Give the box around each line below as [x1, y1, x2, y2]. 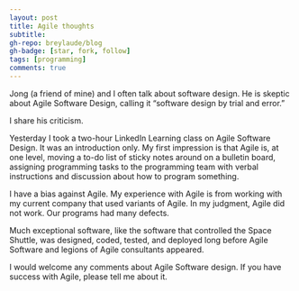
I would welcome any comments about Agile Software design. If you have [9, 261, 282, 272]
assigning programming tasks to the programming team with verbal [9, 161, 259, 172]
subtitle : [9, 30, 47, 39]
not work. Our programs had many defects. [9, 207, 169, 218]
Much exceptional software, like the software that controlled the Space [9, 224, 272, 235]
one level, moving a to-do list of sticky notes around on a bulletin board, [9, 151, 276, 162]
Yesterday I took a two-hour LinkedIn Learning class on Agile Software [9, 132, 271, 143]
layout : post [9, 13, 59, 23]
